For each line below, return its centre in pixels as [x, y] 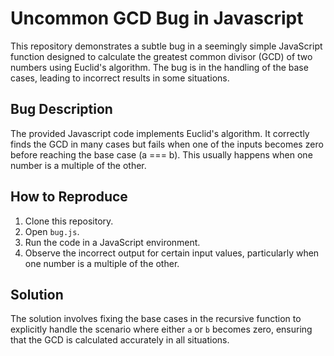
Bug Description [61, 109]
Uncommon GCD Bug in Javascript [157, 18]
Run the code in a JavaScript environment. [112, 242]
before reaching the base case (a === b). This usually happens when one [161, 154]
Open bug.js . [52, 231]
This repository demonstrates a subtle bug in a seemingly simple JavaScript [166, 46]
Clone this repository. [69, 221]
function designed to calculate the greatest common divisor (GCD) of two [161, 56]
